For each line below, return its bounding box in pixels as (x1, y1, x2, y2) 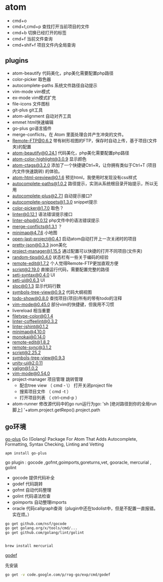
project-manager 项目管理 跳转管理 (12, 376, 83, 382)
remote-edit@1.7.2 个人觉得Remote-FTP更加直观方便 (12, 260, 119, 266)
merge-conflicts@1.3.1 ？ (12, 223, 63, 229)
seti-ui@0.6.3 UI (12, 277, 45, 283)
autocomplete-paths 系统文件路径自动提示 (12, 82, 98, 88)
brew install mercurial (5, 544, 54, 549)
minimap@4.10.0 (12, 328, 46, 335)
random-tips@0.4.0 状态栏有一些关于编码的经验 (12, 254, 109, 260)
